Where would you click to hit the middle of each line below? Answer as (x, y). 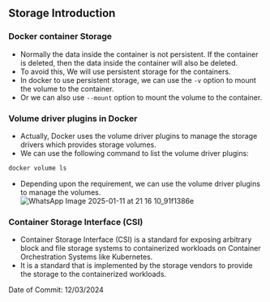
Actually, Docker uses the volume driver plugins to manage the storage (139, 136)
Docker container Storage (60, 37)
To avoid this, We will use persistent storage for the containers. (125, 71)
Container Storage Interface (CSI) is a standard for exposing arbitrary (136, 239)
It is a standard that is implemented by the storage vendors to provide (136, 265)
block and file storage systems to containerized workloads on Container (140, 248)
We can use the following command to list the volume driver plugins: (134, 153)
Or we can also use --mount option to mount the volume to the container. (141, 97)
